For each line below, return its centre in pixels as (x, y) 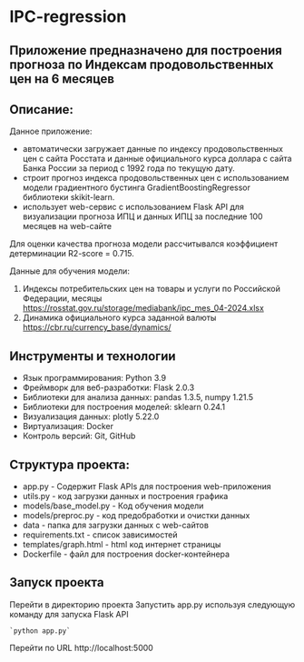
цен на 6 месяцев (62, 79)
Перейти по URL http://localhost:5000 (82, 647)
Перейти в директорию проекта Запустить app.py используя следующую (152, 604)
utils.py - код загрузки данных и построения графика (125, 496)
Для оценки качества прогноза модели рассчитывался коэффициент (144, 244)
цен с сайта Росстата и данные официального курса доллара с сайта (157, 159)
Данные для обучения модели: (69, 271)
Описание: (42, 110)
